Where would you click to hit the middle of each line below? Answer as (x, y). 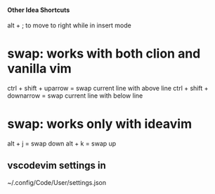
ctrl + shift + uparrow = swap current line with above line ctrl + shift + (108, 89)
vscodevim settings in (57, 166)
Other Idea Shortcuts (39, 10)
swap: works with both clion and (104, 54)
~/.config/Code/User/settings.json (57, 182)
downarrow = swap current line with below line (75, 96)
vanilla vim (39, 69)
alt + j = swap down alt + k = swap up (62, 143)
